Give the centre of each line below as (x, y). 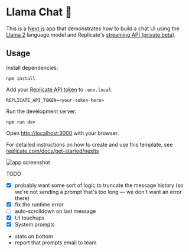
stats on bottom (34, 237)
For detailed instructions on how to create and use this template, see (89, 144)
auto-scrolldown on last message (55, 211)
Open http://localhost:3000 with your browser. (63, 133)
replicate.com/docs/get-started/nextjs (53, 151)
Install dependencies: (32, 67)
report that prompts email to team (56, 243)
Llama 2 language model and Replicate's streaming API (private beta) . (91, 34)
